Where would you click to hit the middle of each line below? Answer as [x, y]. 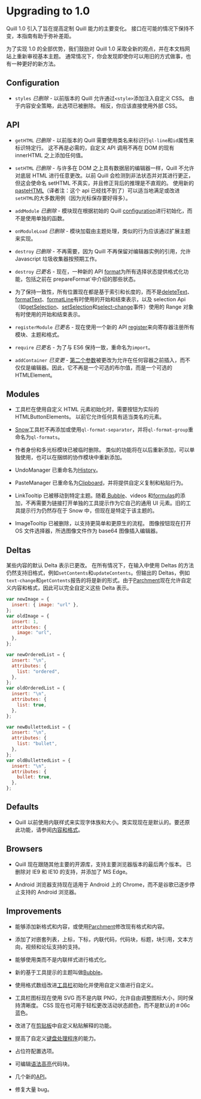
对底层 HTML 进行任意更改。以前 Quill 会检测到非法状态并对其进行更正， [104, 175]
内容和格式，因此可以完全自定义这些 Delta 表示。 [72, 588]
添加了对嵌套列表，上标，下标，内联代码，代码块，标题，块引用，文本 [101, 939]
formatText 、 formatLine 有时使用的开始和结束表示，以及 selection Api [100, 299]
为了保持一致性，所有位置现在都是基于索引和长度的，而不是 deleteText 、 [103, 292]
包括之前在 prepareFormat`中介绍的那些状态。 [82, 279]
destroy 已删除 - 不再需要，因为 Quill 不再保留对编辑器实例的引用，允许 [103, 251]
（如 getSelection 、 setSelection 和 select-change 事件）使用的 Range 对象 [104, 307]
